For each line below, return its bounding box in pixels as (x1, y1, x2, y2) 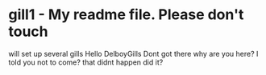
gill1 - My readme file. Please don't (8, 6, 244, 24)
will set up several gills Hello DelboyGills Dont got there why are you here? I (8, 49, 259, 58)
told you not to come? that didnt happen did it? (8, 57, 164, 67)
